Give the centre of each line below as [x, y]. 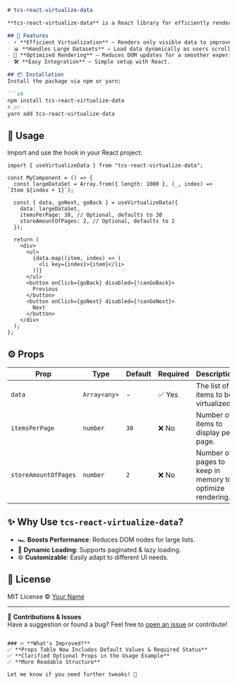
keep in [208, 471]
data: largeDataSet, [50, 209]
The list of [212, 386]
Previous [45, 290]
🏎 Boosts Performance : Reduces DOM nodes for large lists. [106, 540]
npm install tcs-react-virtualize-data [66, 100]
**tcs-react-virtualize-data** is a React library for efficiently [109, 23]
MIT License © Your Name [46, 596]
